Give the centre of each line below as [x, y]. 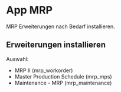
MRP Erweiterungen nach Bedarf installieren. [60, 26]
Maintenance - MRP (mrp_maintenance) [63, 83]
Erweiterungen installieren [56, 45]
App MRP [30, 10]
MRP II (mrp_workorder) [44, 70]
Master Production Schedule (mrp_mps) [63, 76]
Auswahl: [17, 59]
